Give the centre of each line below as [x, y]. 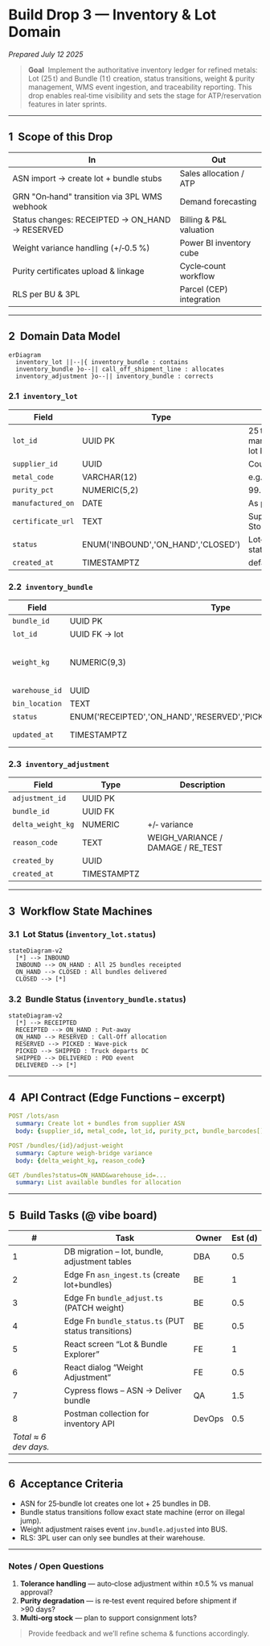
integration [200, 299]
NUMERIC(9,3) [98, 662]
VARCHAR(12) [110, 477]
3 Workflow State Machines [80, 911]
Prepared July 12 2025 [46, 54]
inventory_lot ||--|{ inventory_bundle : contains [102, 362]
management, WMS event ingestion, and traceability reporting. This [140, 87]
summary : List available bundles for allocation [98, 1183]
